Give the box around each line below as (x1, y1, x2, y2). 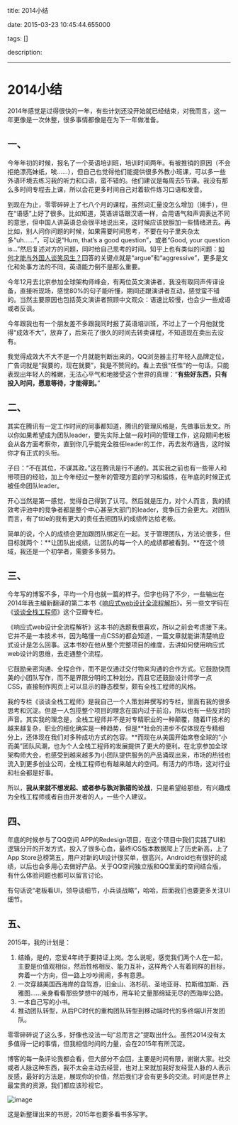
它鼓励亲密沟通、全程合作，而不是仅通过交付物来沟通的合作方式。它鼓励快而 (7, 664, 231, 673)
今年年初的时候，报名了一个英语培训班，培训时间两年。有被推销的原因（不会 (7, 158, 231, 167)
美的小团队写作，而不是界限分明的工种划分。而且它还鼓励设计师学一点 (7, 674, 212, 682)
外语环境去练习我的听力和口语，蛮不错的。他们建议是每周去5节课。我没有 (7, 176, 222, 185)
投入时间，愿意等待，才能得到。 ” (7, 379, 101, 387)
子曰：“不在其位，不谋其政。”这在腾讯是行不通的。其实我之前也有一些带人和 (7, 463, 227, 472)
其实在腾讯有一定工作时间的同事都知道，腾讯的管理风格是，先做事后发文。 (7, 421, 225, 430)
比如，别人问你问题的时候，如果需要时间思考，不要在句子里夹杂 (7, 227, 193, 235)
